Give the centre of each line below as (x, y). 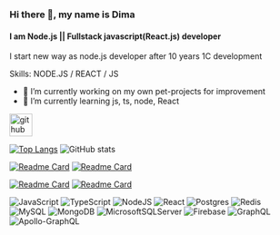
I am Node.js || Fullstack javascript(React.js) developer (115, 36)
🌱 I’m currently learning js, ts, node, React (101, 101)
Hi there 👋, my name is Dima (72, 15)
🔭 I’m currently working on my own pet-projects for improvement (144, 92)
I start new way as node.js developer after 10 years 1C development (136, 56)
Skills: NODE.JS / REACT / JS (64, 74)
